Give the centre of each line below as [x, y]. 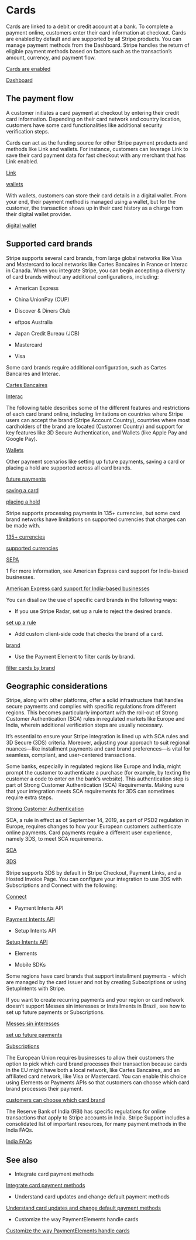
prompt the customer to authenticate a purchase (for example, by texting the [98, 773]
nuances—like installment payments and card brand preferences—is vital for [98, 749]
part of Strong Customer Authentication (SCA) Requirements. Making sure [95, 785]
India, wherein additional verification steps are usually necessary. [85, 725]
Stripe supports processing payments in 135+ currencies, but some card [93, 513]
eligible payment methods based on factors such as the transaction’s [89, 51]
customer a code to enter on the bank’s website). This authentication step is [97, 779]
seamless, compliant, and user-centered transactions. [71, 755]
